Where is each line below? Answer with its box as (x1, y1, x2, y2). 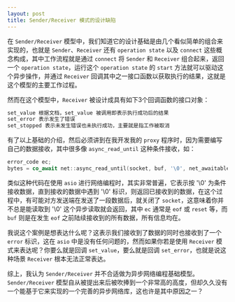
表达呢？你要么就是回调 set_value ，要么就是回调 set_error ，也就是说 (19, 245, 220, 254)
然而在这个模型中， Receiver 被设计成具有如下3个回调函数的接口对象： (7, 95, 210, 103)
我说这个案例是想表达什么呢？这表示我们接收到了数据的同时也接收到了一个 (7, 228, 222, 236)
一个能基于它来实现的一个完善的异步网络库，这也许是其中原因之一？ (7, 287, 204, 295)
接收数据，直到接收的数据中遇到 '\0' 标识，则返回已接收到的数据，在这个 (7, 187, 217, 196)
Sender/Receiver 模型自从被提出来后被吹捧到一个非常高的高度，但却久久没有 (7, 278, 228, 287)
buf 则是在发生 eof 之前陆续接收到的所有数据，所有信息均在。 (7, 213, 185, 222)
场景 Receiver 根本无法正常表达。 (13, 254, 110, 263)
